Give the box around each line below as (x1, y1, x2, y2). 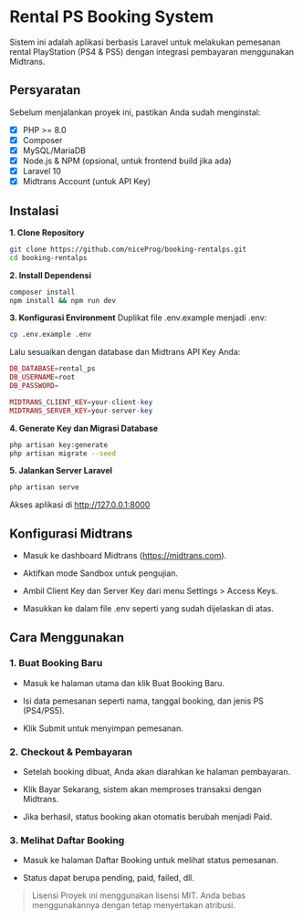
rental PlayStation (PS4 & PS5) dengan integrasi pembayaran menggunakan (9, 46, 295, 57)
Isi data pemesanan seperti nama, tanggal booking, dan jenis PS (22, 695, 265, 706)
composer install (9, 287, 76, 297)
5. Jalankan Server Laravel (9, 465, 112, 476)
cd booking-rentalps (9, 253, 89, 262)
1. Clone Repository (9, 226, 85, 238)
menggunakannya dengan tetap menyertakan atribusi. (31, 900, 235, 911)
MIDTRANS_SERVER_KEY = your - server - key (9, 406, 153, 415)
